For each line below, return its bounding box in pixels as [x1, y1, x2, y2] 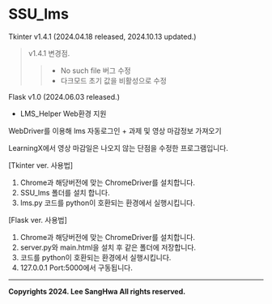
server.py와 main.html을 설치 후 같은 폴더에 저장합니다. [19, 242, 197, 252]
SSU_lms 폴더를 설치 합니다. [19, 187, 111, 197]
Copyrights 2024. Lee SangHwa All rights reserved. [8, 286, 186, 296]
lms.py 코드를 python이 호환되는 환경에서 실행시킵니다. [19, 198, 196, 208]
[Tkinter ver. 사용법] [8, 160, 74, 170]
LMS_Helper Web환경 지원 [19, 109, 107, 118]
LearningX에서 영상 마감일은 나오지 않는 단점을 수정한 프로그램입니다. [8, 143, 229, 152]
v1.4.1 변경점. [28, 48, 70, 58]
